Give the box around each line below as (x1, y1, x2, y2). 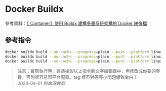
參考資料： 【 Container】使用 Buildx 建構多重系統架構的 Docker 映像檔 (5, 20, 147, 26)
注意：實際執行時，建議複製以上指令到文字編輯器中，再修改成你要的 (17, 68, 156, 74)
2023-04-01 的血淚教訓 (17, 80, 65, 87)
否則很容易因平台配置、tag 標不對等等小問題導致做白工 (26, 74, 138, 80)
